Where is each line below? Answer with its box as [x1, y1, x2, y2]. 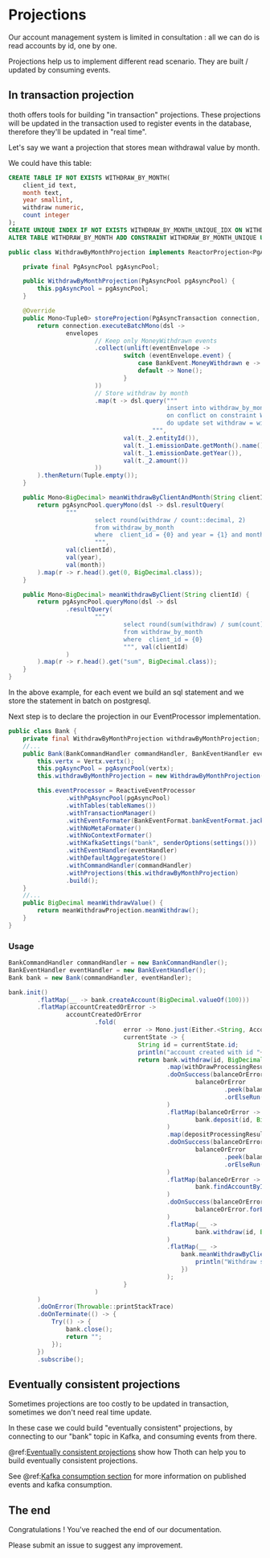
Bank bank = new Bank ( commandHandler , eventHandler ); [8, 973, 193, 982]
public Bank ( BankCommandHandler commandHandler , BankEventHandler [22, 749, 250, 758]
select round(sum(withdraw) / [123, 620, 225, 628]
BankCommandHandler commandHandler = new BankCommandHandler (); [8, 959, 228, 968]
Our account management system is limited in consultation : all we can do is [8, 32, 260, 42]
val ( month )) [65, 561, 106, 569]
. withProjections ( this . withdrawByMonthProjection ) [65, 868, 239, 877]
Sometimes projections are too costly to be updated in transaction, [8, 1399, 229, 1409]
